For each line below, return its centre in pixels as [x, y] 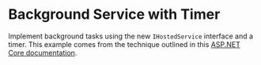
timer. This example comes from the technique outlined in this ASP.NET [125, 44]
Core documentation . [43, 52]
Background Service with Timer [114, 14]
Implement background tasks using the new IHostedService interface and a [131, 36]
